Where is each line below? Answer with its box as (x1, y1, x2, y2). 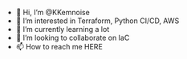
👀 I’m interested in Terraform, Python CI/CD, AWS (15, 16, 180, 26)
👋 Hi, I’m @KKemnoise (15, 8, 90, 17)
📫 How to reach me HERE (15, 42, 103, 51)
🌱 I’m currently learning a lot (15, 25, 110, 33)
